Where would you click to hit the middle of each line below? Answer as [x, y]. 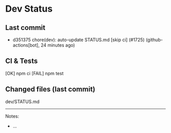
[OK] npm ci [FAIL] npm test [34, 73]
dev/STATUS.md [22, 102]
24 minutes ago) [58, 45]
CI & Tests [22, 61]
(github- [154, 40]
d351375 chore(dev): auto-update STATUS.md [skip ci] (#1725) [79, 40]
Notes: [12, 116]
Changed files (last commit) [50, 89]
